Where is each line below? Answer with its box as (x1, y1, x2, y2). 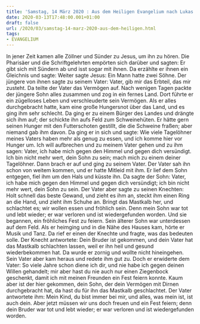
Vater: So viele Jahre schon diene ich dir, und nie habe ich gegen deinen (6, 261, 184, 269)
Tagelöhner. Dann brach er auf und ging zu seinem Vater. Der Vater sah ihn (6, 160, 191, 167)
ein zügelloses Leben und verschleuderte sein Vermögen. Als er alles (6, 97, 177, 104)
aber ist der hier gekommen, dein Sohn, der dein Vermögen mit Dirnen (6, 281, 179, 288)
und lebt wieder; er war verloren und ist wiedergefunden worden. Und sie (6, 211, 187, 218)
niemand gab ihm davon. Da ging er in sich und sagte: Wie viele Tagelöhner (6, 129, 192, 136)
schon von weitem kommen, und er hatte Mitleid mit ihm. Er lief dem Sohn (6, 167, 188, 173)
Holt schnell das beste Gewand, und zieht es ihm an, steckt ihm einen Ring (6, 192, 190, 199)
